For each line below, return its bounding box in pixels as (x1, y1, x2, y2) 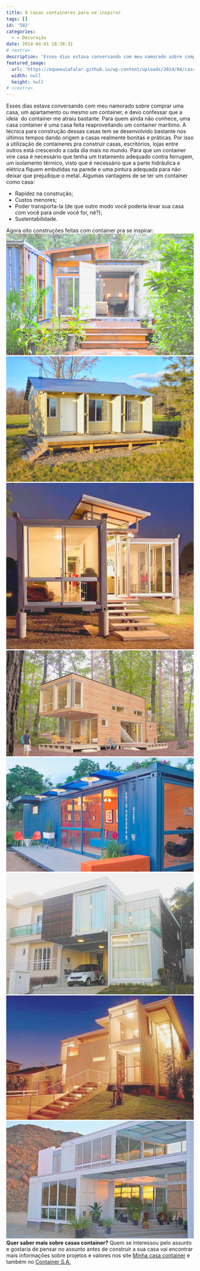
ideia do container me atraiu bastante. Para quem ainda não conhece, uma (6, 115, 190, 122)
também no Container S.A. (6, 1258, 71, 1266)
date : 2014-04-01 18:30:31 (6, 41, 73, 47)
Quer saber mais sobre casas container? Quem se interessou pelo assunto (6, 1239, 192, 1247)
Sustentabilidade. (14, 216, 58, 223)
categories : (6, 29, 36, 35)
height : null (11, 79, 44, 85)
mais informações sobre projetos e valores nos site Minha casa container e (6, 1252, 190, 1259)
